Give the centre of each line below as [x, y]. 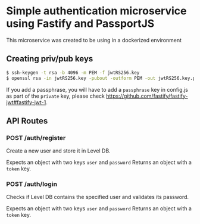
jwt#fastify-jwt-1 [26, 102]
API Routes [27, 121]
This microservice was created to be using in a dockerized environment [94, 40]
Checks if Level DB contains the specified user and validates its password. [98, 197]
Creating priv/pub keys [50, 59]
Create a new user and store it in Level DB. [59, 151]
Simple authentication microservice [96, 11]
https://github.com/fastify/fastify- [147, 96]
